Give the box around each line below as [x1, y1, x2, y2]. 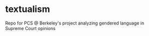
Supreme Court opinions [5, 25, 56, 31]
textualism [5, 3, 50, 15]
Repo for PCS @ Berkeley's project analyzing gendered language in [5, 20, 144, 26]
